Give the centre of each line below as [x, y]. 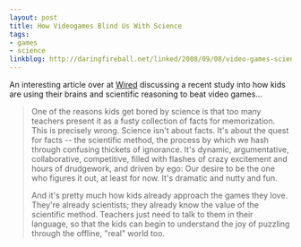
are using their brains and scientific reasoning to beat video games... [136, 94]
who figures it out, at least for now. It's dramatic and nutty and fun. [154, 178]
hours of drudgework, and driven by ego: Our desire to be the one [153, 168]
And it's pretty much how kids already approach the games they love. [159, 195]
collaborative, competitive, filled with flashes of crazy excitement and [159, 159]
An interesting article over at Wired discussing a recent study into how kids [148, 85]
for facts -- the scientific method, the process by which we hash [150, 140]
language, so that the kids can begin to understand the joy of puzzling [160, 224]
